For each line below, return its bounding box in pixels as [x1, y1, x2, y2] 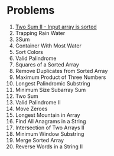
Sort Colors [15, 48, 44, 55]
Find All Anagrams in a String [15, 117, 86, 125]
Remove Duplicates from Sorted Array [15, 67, 108, 74]
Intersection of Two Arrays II [15, 124, 84, 131]
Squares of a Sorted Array [15, 61, 79, 68]
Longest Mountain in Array [15, 111, 80, 119]
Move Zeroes [15, 105, 48, 112]
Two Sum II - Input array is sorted [15, 23, 97, 30]
